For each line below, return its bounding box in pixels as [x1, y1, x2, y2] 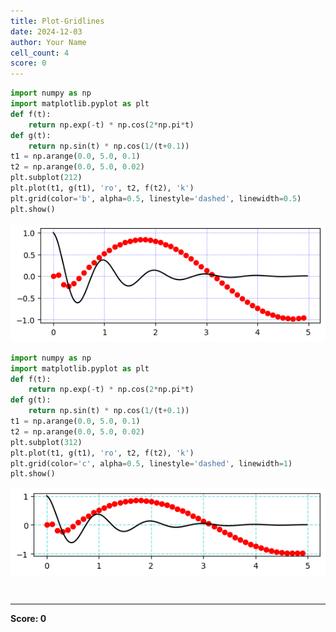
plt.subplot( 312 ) [10, 437, 83, 447]
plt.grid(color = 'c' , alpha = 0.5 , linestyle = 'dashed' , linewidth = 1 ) [10, 458, 293, 469]
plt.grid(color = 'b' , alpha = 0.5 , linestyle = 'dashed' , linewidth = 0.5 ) [10, 193, 302, 204]
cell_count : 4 [10, 48, 70, 58]
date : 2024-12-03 [10, 26, 83, 37]
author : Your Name [10, 37, 87, 47]
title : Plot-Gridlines [10, 16, 105, 26]
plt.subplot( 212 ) [10, 173, 83, 183]
